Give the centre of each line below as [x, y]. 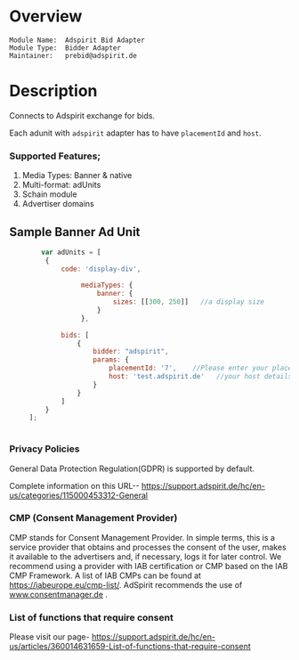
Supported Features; [55, 156]
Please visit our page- [50, 637]
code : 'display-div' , [101, 269]
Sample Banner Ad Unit [75, 232]
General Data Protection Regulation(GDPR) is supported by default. [132, 469]
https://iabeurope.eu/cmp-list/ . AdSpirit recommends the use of [126, 584]
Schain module [49, 194]
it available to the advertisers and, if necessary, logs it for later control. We [145, 556]
